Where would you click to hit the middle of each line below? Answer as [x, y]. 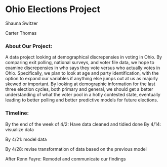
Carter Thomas [21, 33]
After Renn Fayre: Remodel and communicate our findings [66, 159]
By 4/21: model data [26, 139]
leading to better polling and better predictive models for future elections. [82, 100]
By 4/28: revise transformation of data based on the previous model [76, 149]
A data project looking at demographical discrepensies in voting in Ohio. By [84, 57]
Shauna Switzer [22, 23]
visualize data [20, 129]
